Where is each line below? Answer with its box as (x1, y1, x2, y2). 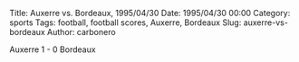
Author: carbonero (46, 27, 116, 37)
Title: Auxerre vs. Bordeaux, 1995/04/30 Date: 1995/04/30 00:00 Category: (9, 8, 291, 18)
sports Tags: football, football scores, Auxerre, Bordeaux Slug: (9, 17, 242, 28)
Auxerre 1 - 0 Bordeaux (9, 44, 97, 55)
